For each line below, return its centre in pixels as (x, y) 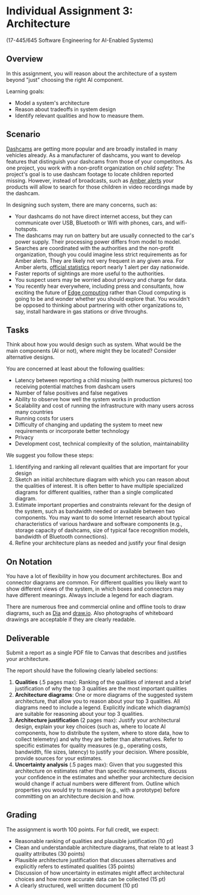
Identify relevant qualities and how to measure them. (79, 115)
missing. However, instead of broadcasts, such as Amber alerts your (90, 180)
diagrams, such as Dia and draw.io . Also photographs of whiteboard (90, 613)
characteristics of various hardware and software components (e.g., (99, 524)
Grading (21, 815)
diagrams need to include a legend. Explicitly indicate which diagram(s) (103, 708)
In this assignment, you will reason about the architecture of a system (92, 73)
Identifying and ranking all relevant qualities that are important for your (101, 467)
